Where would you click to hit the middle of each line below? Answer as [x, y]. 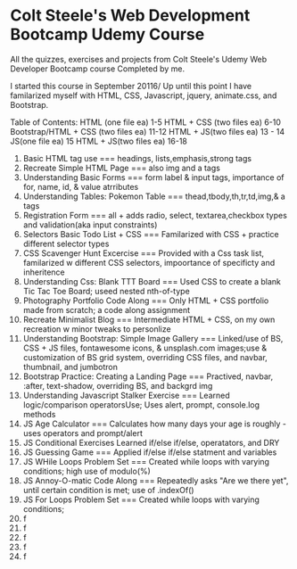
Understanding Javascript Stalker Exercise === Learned [126, 395]
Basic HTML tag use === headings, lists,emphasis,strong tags [137, 158]
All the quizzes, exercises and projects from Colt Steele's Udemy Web [138, 59]
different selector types [66, 243]
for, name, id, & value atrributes [81, 186]
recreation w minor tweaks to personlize [97, 329]
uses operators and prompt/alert [83, 433]
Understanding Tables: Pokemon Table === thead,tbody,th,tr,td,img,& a [154, 196]
